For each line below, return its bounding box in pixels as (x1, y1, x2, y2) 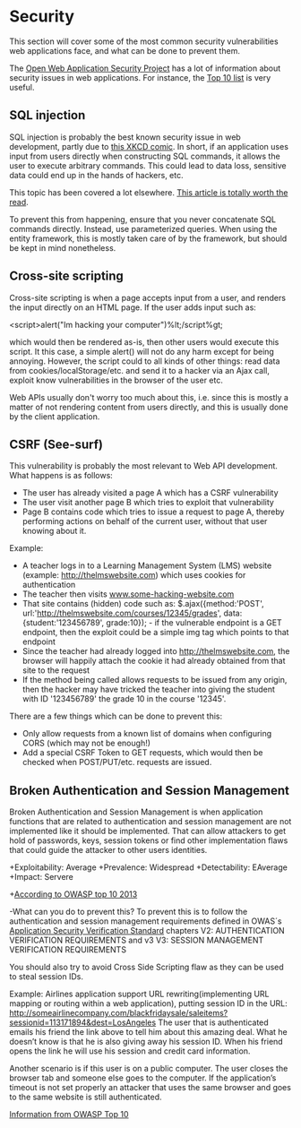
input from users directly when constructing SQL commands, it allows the (9, 151, 280, 161)
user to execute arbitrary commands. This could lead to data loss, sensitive (9, 159, 287, 171)
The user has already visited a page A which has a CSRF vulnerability (21, 487, 279, 498)
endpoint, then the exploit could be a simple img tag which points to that (21, 627, 289, 638)
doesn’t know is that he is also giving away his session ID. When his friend (9, 1037, 284, 1047)
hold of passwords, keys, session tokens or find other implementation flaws (9, 835, 288, 846)
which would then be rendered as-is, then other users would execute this (9, 336, 279, 347)
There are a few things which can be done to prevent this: (9, 710, 222, 722)
